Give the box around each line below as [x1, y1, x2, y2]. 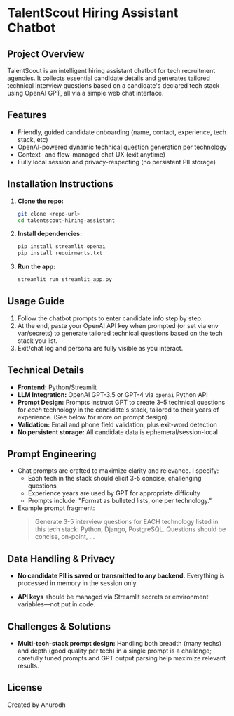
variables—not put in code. [17, 600, 96, 608]
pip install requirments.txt [17, 249, 103, 257]
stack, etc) [17, 135, 48, 143]
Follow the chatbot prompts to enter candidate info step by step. [17, 314, 203, 323]
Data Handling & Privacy [7, 553, 116, 565]
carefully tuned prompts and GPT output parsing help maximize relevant [17, 654, 226, 663]
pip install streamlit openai [17, 243, 106, 250]
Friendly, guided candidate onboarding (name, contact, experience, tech [17, 128, 227, 136]
